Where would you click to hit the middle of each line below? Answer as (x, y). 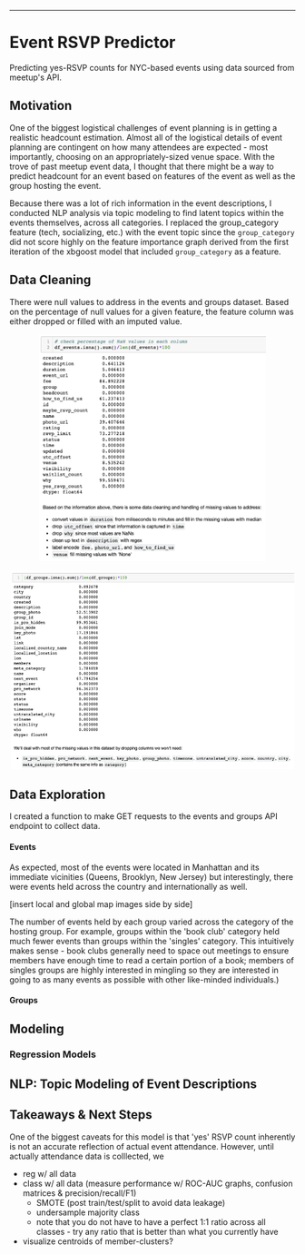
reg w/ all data (49, 1173)
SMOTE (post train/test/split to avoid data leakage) (131, 1202)
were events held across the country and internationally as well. (128, 886)
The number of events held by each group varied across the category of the (152, 922)
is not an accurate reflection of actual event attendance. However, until (142, 1146)
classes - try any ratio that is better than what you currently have (157, 1231)
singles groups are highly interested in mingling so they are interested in (144, 970)
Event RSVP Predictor (93, 43)
